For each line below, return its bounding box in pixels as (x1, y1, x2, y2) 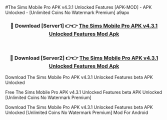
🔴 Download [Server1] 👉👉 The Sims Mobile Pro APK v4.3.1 (10, 22, 158, 29)
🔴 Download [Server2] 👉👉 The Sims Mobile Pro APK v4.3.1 (9, 54, 158, 61)
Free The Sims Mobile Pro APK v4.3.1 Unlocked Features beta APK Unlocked (5, 89, 162, 95)
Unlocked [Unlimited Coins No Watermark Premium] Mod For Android (5, 109, 148, 115)
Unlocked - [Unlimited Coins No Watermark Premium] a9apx (5, 9, 129, 15)
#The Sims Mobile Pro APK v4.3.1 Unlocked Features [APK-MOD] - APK (5, 4, 152, 10)
